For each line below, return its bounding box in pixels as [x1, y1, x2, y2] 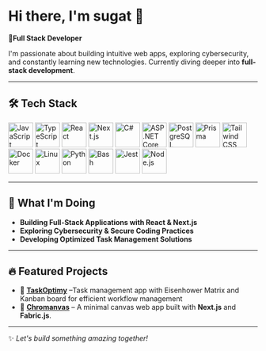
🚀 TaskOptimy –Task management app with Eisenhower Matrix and [19, 285, 240, 296]
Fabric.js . [19, 311, 51, 320]
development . [28, 65, 75, 74]
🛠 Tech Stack [8, 97, 78, 110]
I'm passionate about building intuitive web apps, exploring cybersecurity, [8, 48, 249, 58]
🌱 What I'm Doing [8, 196, 96, 210]
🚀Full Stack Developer [8, 33, 82, 43]
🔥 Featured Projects [8, 265, 108, 278]
